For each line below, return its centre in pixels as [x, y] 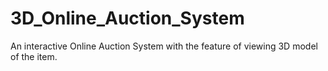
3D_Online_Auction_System [127, 18]
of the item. [34, 56]
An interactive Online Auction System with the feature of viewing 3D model [164, 46]
